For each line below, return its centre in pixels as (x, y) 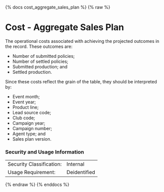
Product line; (25, 107)
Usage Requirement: (32, 173)
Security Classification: (35, 164)
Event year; (24, 102)
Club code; (24, 118)
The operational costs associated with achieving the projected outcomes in (82, 41)
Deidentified (81, 173)
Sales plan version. (32, 139)
